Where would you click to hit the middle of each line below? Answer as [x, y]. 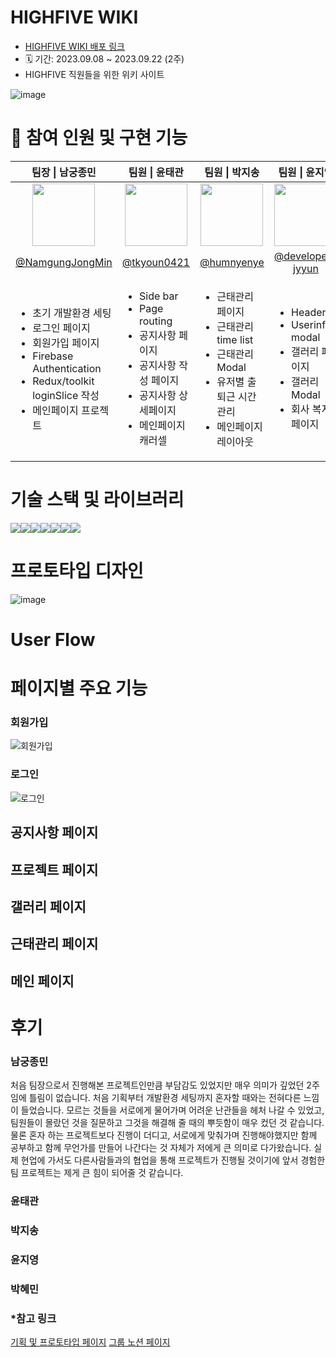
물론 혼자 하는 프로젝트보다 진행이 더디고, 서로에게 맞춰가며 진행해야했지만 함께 [164, 1135]
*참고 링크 [33, 1318]
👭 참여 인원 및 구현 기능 [99, 138]
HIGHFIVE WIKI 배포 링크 [74, 46]
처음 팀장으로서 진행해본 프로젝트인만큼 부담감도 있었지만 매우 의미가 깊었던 [157, 1085]
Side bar [159, 296]
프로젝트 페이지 [54, 869]
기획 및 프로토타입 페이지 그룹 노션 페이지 [90, 1342]
